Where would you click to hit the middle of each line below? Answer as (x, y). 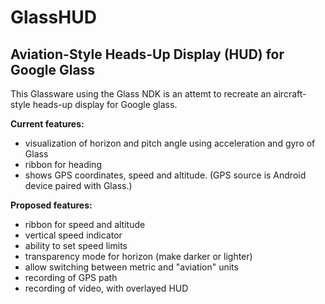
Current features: (47, 124)
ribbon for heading (63, 164)
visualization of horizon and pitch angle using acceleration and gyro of (170, 143)
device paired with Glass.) (78, 185)
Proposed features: (51, 205)
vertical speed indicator (73, 235)
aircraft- (290, 94)
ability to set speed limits (76, 245)
